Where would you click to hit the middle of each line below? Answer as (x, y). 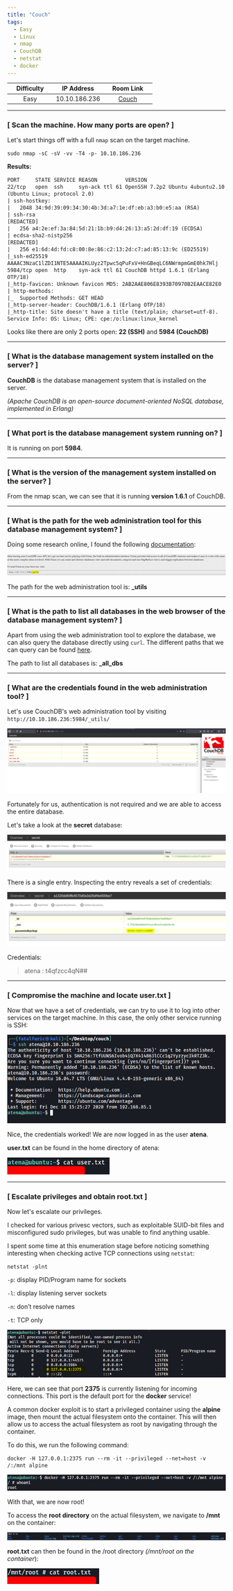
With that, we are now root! (46, 1501)
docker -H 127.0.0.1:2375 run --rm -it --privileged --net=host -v (107, 1459)
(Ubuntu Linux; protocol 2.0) (51, 194)
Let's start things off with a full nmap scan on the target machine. (99, 140)
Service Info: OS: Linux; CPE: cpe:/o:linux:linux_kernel (93, 319)
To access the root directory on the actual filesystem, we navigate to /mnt (114, 1515)
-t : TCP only (25, 1320)
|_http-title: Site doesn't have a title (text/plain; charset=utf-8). (113, 312)
